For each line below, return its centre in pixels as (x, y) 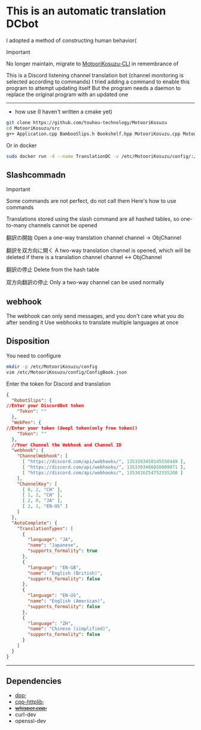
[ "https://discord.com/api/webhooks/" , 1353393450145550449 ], (104, 462)
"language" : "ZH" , (51, 623)
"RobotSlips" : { (32, 400)
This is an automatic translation (86, 11)
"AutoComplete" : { (35, 523)
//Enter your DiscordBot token (45, 406)
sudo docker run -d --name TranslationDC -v (63, 156)
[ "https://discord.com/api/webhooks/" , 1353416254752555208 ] (103, 473)
